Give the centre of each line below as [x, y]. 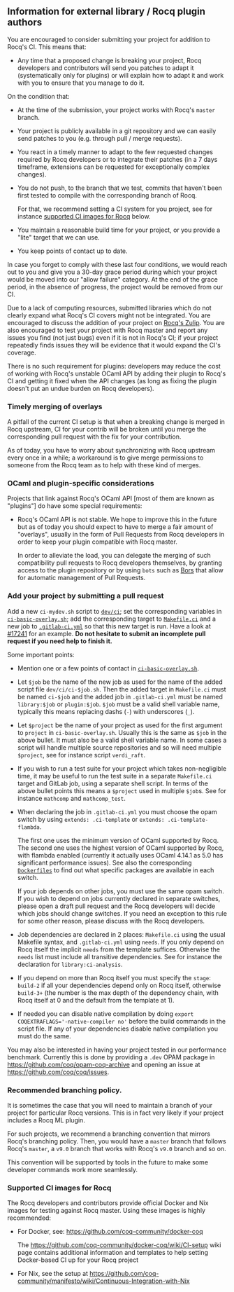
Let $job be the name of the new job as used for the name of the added [120, 682]
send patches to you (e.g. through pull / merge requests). [100, 138]
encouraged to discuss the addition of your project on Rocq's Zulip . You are [116, 322]
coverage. [22, 352]
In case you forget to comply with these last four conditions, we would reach [117, 264]
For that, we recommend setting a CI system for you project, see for [115, 209]
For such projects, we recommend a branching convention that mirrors [109, 1134]
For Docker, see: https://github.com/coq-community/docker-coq [110, 1232]
